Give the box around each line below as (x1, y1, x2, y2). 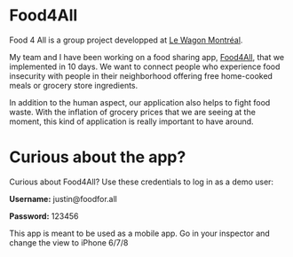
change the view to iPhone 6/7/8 (9, 237, 129, 248)
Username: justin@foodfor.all (9, 193, 118, 204)
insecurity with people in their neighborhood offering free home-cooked (9, 70, 273, 81)
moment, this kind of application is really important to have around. (9, 116, 255, 127)
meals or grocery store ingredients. (9, 80, 139, 90)
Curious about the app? (9, 147, 186, 167)
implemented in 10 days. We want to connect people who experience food (9, 61, 281, 72)
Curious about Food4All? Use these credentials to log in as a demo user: (9, 176, 273, 187)
